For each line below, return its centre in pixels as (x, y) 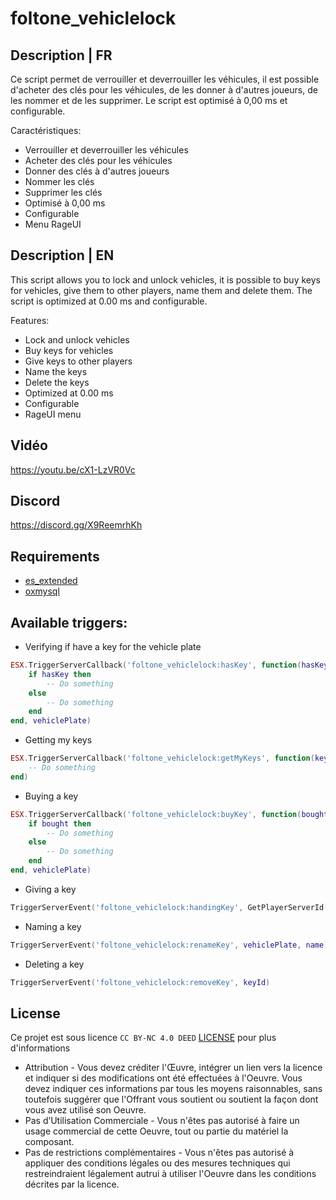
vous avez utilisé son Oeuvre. (85, 1110)
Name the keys (56, 371)
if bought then (60, 823)
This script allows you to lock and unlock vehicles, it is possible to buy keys (165, 279)
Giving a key (50, 889)
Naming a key (53, 926)
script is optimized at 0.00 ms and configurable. (109, 301)
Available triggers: (69, 622)
